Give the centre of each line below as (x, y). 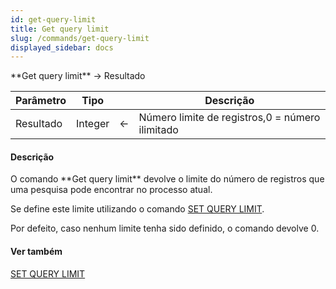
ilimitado (158, 130)
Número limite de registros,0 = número (229, 118)
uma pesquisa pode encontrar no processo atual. (111, 190)
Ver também (36, 252)
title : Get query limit (60, 29)
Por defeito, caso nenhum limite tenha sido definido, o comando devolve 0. (165, 228)
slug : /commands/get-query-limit (80, 38)
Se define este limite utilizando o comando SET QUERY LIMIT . (137, 209)
